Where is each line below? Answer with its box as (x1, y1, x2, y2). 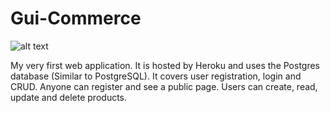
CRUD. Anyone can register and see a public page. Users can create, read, (10, 80, 318, 92)
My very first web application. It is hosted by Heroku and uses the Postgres (10, 59, 320, 71)
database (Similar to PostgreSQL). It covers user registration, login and (10, 70, 302, 82)
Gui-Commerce (10, 7, 142, 30)
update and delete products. (10, 91, 128, 103)
